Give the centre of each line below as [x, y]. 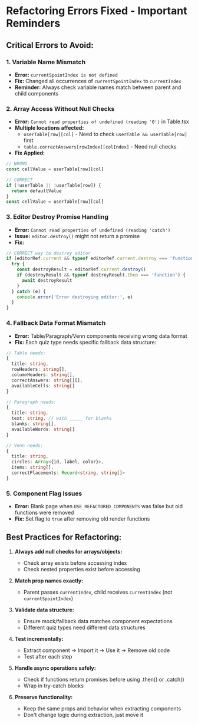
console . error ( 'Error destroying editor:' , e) [75, 297]
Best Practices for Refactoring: [64, 537]
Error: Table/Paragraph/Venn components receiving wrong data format [101, 336]
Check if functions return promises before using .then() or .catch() [104, 679]
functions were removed [44, 513]
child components [37, 93]
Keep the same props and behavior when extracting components [102, 708]
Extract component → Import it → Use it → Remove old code [97, 650]
